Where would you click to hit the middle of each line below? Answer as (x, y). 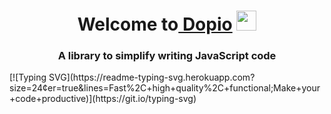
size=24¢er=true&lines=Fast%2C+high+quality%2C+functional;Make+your (165, 88)
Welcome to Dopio (155, 24)
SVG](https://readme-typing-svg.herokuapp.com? (152, 77)
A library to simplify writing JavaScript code (167, 56)
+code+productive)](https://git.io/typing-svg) (103, 99)
